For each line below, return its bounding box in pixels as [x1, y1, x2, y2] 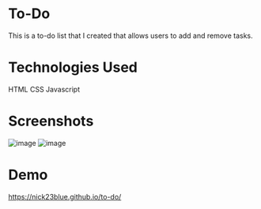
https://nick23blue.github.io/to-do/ [8, 192, 122, 201]
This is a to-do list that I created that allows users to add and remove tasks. [8, 31, 253, 40]
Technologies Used [8, 58, 138, 77]
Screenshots [8, 112, 94, 130]
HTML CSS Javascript [8, 84, 81, 94]
